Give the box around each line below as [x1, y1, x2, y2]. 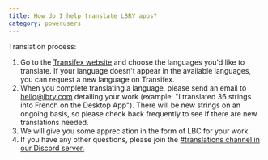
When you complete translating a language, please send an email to [19, 82, 247, 93]
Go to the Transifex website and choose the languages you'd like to [19, 57, 245, 67]
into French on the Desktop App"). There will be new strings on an [19, 100, 241, 110]
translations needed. [19, 117, 89, 127]
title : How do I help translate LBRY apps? [8, 11, 158, 20]
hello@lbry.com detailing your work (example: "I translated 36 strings [19, 91, 252, 101]
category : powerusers [8, 19, 82, 27]
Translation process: [8, 41, 77, 51]
